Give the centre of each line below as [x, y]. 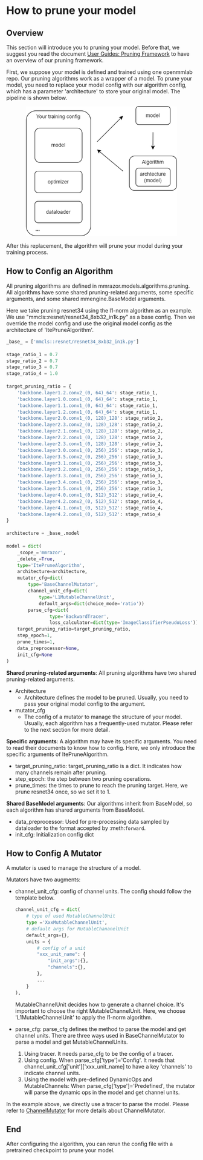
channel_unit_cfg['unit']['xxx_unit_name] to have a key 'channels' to [108, 1066]
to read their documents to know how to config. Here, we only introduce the [101, 747]
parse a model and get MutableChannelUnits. [71, 1042]
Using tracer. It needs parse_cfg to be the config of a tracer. [98, 1053]
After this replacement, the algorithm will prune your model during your [95, 246]
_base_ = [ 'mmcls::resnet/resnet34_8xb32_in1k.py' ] [72, 342]
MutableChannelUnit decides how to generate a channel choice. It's [99, 1004]
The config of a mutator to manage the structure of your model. [103, 717]
